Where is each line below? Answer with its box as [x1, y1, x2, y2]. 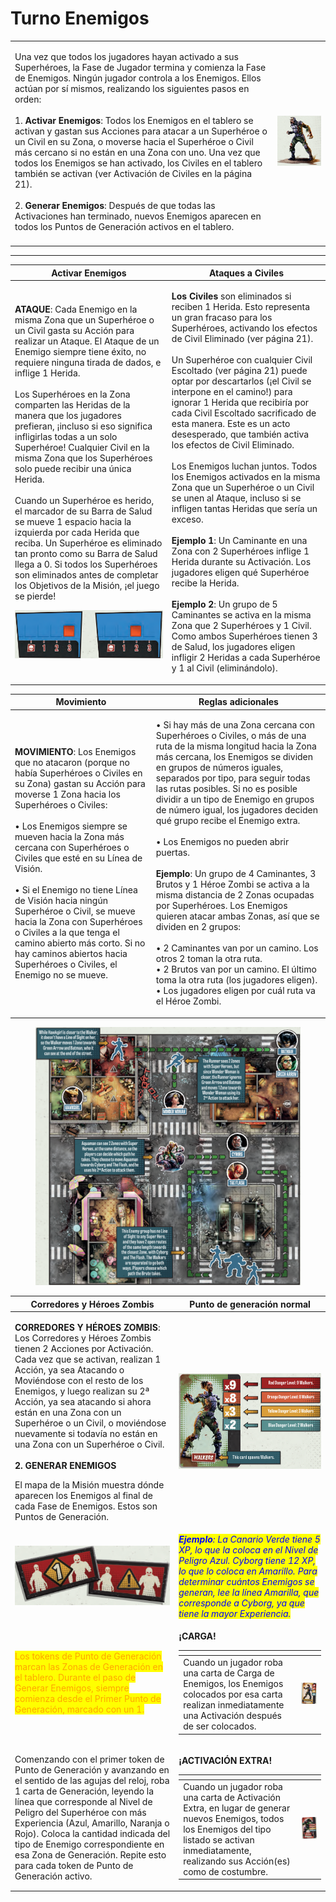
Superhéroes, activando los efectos [171, 322, 318, 334]
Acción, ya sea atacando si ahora [14, 1395, 152, 1407]
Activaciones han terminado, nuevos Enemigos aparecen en [14, 210, 262, 222]
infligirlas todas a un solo [14, 431, 118, 443]
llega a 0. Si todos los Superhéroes [14, 558, 158, 571]
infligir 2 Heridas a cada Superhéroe [171, 652, 321, 664]
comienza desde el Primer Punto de [14, 1693, 162, 1704]
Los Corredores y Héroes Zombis [14, 1332, 152, 1344]
